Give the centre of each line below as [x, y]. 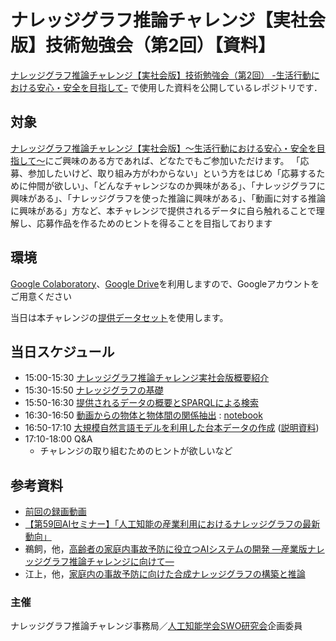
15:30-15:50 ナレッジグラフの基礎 [94, 390]
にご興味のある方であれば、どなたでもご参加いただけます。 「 [172, 160]
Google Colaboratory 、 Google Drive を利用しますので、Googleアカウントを [165, 283]
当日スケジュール [62, 351]
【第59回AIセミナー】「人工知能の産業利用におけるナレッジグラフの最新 [172, 524]
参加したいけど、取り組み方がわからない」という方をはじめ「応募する [172, 173]
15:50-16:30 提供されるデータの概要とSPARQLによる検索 [141, 403]
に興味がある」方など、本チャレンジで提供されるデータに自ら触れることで [163, 210]
